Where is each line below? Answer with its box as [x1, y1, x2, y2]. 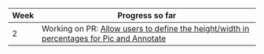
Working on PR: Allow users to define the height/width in [42, 23, 250, 34]
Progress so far [117, 10, 177, 20]
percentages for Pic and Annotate [42, 33, 167, 44]
